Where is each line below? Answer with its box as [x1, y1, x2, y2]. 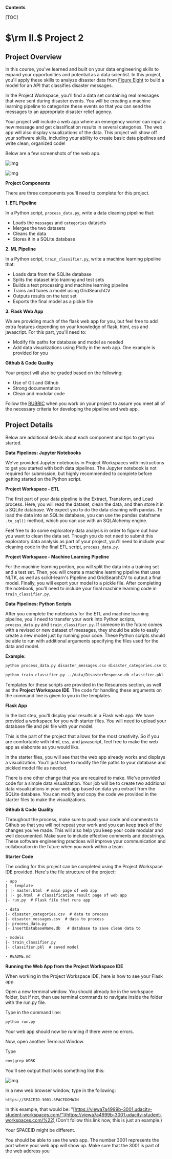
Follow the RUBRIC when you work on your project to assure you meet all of [5, 400, 165, 406]
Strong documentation [12, 385, 60, 391]
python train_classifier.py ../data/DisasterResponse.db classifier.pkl [5, 672, 164, 677]
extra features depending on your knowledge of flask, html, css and [5, 324, 148, 330]
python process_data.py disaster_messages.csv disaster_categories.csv [5, 663, 161, 668]
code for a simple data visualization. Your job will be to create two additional [5, 780, 166, 786]
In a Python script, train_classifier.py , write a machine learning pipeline [5, 256, 161, 262]
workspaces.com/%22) [5, 1117, 55, 1123]
